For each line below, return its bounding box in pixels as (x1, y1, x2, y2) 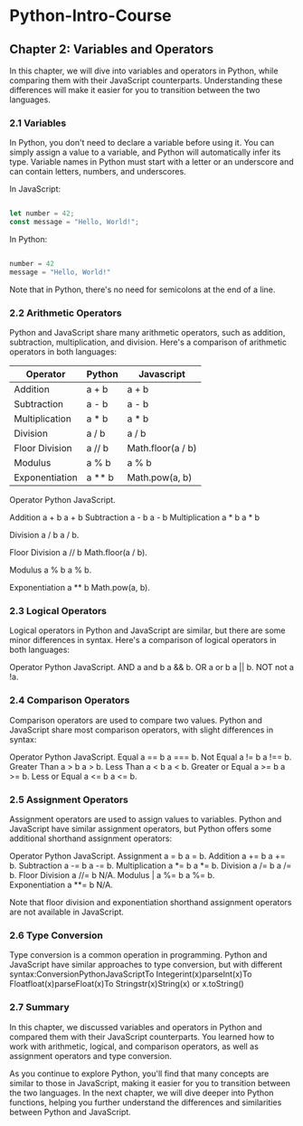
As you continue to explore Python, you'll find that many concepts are (9, 1068, 270, 1079)
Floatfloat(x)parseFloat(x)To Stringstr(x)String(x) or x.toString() (9, 979, 244, 989)
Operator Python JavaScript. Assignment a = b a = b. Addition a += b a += (9, 850, 287, 861)
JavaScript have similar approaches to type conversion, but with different (9, 960, 283, 970)
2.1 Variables (9, 117, 67, 129)
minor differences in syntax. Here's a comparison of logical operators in (9, 635, 278, 646)
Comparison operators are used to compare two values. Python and (9, 714, 262, 725)
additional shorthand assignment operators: (9, 833, 173, 844)
